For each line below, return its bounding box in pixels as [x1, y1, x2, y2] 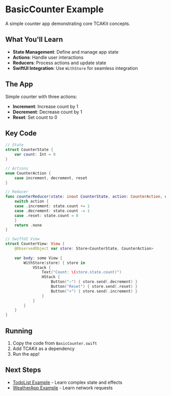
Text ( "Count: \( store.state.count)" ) [41, 269, 122, 275]
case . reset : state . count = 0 [14, 213, 79, 218]
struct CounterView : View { [5, 241, 65, 246]
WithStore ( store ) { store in [23, 260, 85, 265]
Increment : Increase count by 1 [12, 103, 79, 109]
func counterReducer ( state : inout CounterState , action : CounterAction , [5, 194, 163, 200]
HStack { [41, 275, 60, 280]
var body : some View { [14, 255, 63, 261]
